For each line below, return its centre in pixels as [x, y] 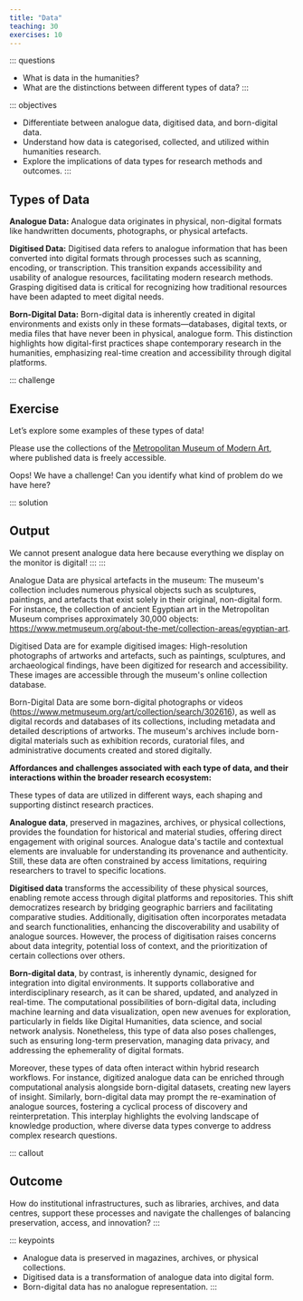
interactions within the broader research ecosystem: [111, 778]
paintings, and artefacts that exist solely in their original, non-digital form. [146, 599]
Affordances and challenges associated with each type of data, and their [149, 768]
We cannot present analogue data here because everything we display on [147, 553]
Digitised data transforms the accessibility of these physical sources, [139, 888]
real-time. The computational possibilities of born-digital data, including [143, 1002]
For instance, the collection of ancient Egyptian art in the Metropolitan [139, 609]
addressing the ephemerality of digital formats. [97, 1050]
